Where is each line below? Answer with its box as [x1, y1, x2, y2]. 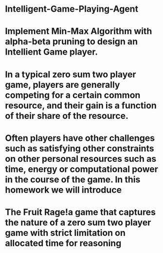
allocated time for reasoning [5, 237, 122, 249]
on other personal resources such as [5, 153, 157, 164]
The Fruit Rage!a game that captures [5, 206, 156, 217]
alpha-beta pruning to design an [5, 36, 138, 47]
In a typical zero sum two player [5, 69, 136, 80]
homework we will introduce [5, 184, 122, 195]
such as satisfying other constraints [5, 143, 154, 154]
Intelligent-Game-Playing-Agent [5, 3, 139, 15]
